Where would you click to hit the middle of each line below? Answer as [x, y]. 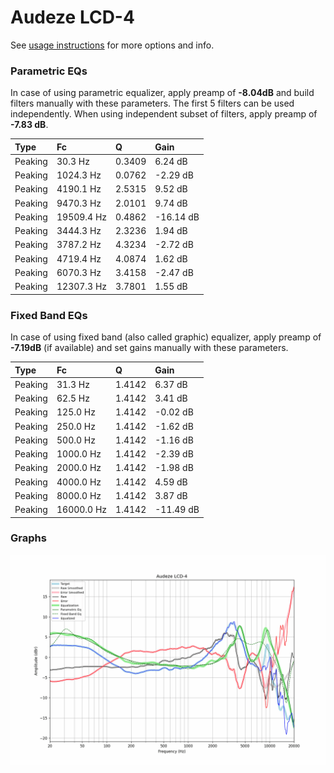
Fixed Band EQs [49, 315]
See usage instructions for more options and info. [112, 45]
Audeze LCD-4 [72, 17]
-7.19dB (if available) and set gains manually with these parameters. [149, 348]
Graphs [28, 538]
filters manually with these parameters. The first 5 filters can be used [152, 103]
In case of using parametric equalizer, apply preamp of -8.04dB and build [162, 93]
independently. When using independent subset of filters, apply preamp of [164, 114]
